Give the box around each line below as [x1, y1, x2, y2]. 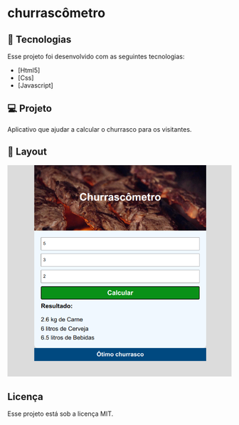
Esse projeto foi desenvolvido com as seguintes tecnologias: [7, 52, 185, 61]
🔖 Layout [7, 146, 48, 158]
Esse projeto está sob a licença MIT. [7, 409, 114, 418]
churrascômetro [7, 5, 105, 21]
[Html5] [17, 66, 41, 74]
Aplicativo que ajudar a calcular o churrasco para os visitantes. [7, 125, 192, 133]
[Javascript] [17, 81, 53, 90]
